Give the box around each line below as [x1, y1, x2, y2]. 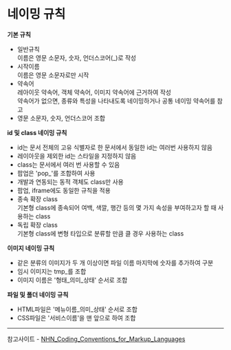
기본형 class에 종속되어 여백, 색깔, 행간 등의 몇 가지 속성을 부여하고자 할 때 [16, 203, 217, 212]
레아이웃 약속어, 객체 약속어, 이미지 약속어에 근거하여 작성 [16, 87, 172, 96]
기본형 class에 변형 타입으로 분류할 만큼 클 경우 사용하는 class [16, 229, 184, 238]
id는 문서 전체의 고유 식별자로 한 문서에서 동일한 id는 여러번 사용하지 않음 [16, 143, 213, 152]
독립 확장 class [16, 220, 58, 229]
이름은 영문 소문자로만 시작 [16, 70, 89, 79]
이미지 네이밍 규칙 [7, 244, 55, 252]
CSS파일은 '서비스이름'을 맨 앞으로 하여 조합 [16, 313, 136, 322]
